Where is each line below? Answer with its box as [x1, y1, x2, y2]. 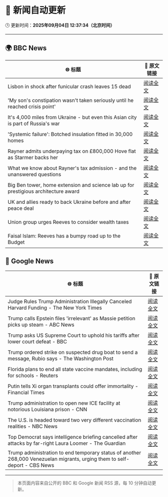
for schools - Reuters [7, 372, 58, 379]
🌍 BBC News [5, 44, 47, 53]
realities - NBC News [7, 423, 57, 430]
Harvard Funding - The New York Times [7, 304, 102, 311]
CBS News [29, 461, 54, 468]
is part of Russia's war [7, 120, 60, 127]
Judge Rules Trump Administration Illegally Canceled [7, 298, 132, 305]
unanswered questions [7, 171, 61, 178]
